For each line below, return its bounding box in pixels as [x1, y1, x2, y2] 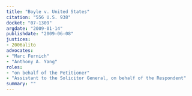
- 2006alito [6, 42, 36, 48]
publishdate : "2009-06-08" [6, 31, 74, 37]
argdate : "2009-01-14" [6, 25, 63, 32]
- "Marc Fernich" [6, 53, 50, 59]
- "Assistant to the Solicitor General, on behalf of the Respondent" [6, 75, 187, 81]
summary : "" [6, 81, 36, 87]
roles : [6, 64, 23, 70]
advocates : [6, 48, 34, 54]
